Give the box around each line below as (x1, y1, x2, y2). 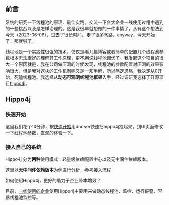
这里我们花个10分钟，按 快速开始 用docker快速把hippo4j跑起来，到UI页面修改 (5, 123, 163, 129)
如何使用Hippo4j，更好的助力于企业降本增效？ (5, 177, 101, 183)
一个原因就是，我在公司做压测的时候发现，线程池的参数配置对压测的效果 (9, 61, 159, 67)
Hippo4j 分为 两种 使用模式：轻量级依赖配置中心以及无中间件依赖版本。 (5, 156, 151, 162)
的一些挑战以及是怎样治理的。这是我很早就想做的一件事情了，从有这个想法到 (5, 25, 164, 31)
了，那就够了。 (5, 38, 36, 44)
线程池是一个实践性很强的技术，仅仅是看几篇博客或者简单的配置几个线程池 (5, 48, 159, 54)
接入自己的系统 (5, 144, 42, 151)
